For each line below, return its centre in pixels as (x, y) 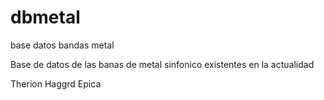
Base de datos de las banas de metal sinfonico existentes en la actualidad (162, 64)
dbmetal (45, 17)
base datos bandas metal (62, 45)
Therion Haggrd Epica (56, 83)
